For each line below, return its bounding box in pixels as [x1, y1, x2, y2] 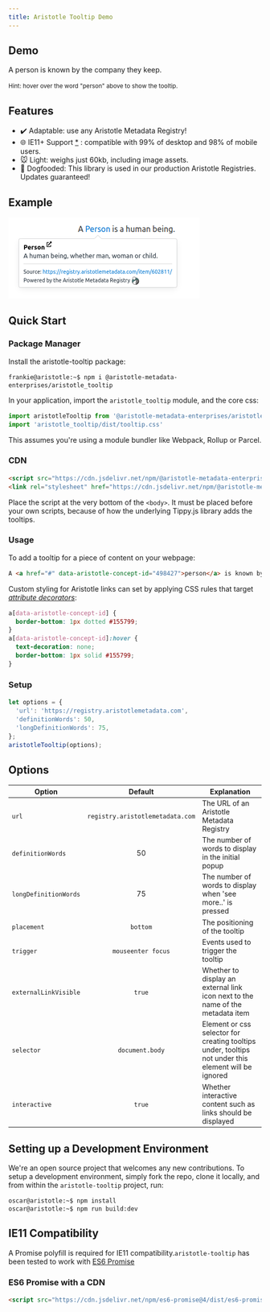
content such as [202, 1099, 256, 1108]
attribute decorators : [8, 592, 78, 602]
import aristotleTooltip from [8, 411, 110, 420]
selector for [202, 1028, 241, 1038]
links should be [202, 1108, 252, 1117]
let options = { [8, 699, 63, 707]
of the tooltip [202, 926, 245, 935]
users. [19, 146, 42, 156]
